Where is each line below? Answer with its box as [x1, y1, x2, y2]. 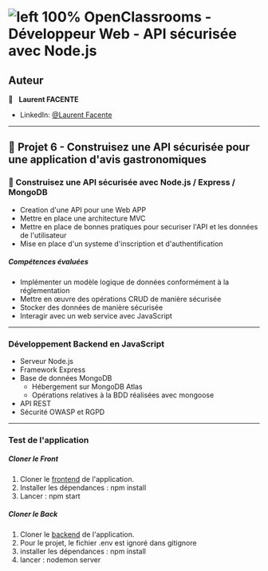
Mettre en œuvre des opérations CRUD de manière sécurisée [19, 294, 222, 303]
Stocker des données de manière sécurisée [19, 303, 164, 312]
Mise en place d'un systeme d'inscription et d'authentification [19, 239, 223, 248]
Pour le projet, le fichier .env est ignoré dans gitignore [19, 538, 197, 547]
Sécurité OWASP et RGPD [19, 407, 105, 417]
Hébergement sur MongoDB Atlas [31, 381, 143, 391]
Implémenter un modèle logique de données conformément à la [19, 277, 230, 287]
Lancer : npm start [19, 491, 81, 501]
